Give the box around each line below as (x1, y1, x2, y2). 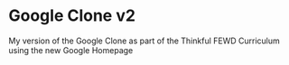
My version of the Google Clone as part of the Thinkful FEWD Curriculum (8, 35, 281, 46)
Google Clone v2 (8, 5, 136, 26)
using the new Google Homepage (8, 44, 134, 55)
